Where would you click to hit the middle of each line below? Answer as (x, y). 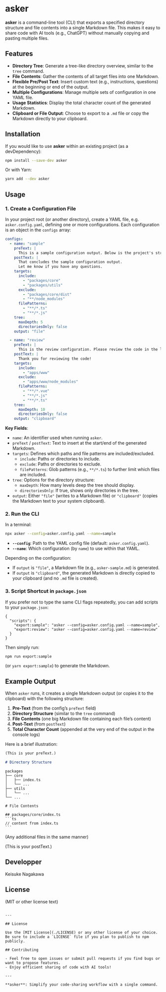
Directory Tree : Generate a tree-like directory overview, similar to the (83, 66)
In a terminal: (19, 525)
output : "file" (30, 331)
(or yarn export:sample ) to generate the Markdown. (58, 666)
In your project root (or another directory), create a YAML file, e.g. (72, 219)
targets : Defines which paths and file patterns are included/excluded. (83, 454)
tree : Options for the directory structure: (53, 480)
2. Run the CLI (22, 514)
